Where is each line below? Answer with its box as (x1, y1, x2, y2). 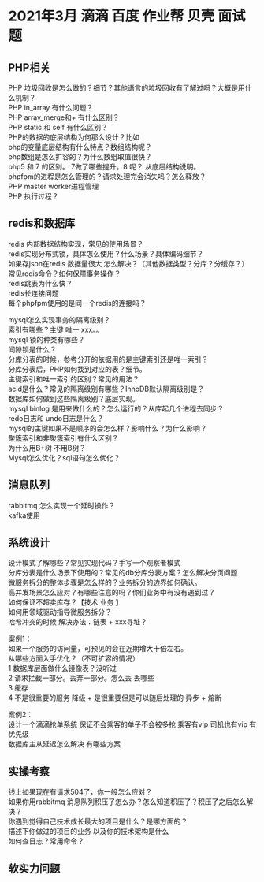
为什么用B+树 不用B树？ (8, 443, 87, 452)
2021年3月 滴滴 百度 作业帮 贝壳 (8, 7, 215, 25)
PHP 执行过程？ (8, 192, 59, 201)
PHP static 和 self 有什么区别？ (8, 123, 109, 132)
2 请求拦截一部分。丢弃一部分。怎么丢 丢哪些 (8, 673, 155, 683)
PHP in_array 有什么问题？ (8, 103, 94, 112)
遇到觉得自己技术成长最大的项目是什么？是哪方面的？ (14, 817, 188, 826)
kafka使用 (8, 510, 41, 520)
